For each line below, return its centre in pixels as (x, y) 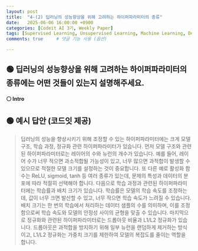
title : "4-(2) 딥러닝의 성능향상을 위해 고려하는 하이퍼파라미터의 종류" (84, 17)
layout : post (22, 11)
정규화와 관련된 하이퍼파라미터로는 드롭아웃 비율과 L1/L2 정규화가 (102, 220)
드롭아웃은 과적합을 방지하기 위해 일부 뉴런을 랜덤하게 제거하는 (105, 227)
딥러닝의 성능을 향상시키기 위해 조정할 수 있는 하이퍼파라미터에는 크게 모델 (105, 138)
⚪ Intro (15, 98)
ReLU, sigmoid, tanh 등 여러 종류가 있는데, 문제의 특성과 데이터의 (107, 176)
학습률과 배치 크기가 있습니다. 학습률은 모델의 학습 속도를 (101, 190)
